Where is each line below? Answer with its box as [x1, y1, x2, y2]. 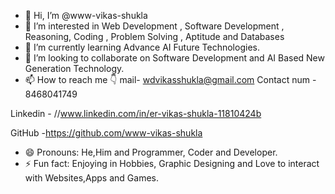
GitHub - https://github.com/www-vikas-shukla [10, 127, 203, 139]
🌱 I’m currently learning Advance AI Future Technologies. [24, 41, 260, 53]
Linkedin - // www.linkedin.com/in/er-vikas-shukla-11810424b [10, 108, 262, 119]
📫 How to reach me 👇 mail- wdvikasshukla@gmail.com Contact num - [24, 74, 317, 85]
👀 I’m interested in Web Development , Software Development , [24, 20, 285, 32]
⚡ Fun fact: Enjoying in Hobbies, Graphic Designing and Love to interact [24, 158, 320, 169]
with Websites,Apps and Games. [24, 172, 159, 184]
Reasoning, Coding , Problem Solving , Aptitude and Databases [24, 31, 285, 42]
